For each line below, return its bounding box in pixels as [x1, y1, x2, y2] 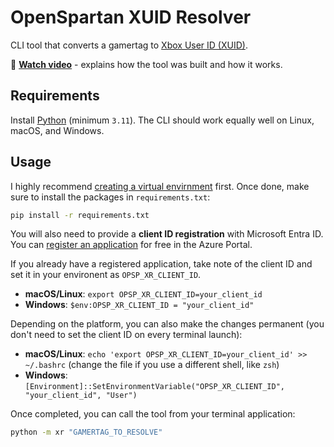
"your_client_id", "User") [24, 391, 138, 401]
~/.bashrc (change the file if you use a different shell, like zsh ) [24, 359, 280, 371]
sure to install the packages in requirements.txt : [10, 191, 211, 203]
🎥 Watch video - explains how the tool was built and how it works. [10, 58, 283, 70]
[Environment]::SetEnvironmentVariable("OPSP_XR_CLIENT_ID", [24, 382, 286, 392]
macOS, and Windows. [10, 124, 105, 136]
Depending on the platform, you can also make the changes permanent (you [10, 318, 325, 330]
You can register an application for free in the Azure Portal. [10, 239, 253, 251]
